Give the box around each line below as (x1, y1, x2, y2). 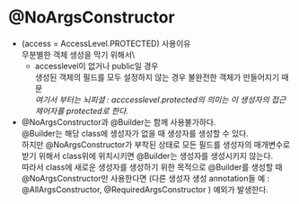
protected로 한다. (66, 105, 129, 116)
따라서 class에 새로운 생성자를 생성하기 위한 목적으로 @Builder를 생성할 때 (21, 161, 283, 173)
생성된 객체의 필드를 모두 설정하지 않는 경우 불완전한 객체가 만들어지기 (34, 71, 280, 83)
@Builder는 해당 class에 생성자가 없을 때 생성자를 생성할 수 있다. (21, 128, 249, 138)
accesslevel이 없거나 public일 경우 (34, 60, 159, 71)
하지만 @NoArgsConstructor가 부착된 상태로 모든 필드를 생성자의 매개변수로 (21, 138, 291, 150)
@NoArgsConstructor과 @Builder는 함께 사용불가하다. (21, 116, 216, 128)
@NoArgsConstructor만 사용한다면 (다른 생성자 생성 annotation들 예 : (21, 173, 270, 183)
